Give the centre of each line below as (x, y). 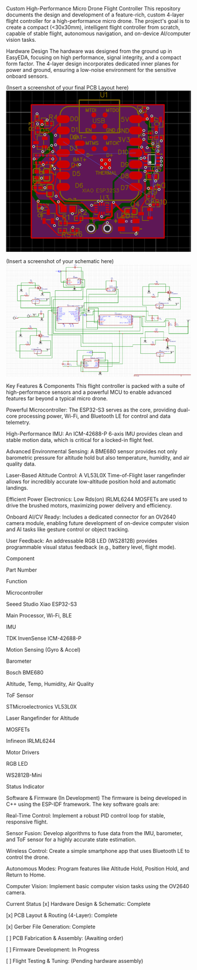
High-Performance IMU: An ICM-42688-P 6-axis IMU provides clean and (94, 434)
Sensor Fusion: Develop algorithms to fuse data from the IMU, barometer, (94, 833)
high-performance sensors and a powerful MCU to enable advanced (89, 392)
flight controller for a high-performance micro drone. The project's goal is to (98, 21)
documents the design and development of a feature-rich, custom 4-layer (95, 15)
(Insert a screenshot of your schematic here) (60, 261)
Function (17, 582)
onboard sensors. (27, 76)
